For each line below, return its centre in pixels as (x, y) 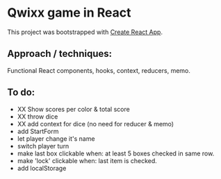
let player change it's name (56, 138)
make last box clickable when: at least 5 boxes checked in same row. (116, 153)
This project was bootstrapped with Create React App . (85, 32)
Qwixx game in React (69, 13)
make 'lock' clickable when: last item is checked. (87, 160)
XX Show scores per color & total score (73, 109)
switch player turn (43, 146)
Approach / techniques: (60, 54)
